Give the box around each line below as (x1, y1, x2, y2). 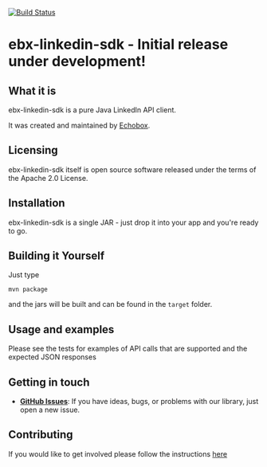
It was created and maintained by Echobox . (8, 120, 151, 130)
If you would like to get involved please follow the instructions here (8, 449, 228, 458)
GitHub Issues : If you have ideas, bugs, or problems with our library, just (19, 397, 259, 406)
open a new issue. (19, 405, 80, 414)
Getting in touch (8, 375, 90, 389)
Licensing (8, 143, 58, 157)
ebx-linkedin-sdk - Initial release (8, 36, 229, 53)
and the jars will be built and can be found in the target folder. (8, 300, 213, 309)
